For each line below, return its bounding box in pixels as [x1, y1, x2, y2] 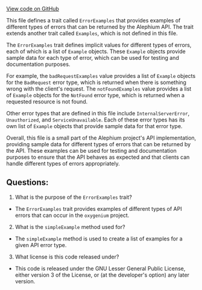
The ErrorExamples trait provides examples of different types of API [14, 205, 182, 212]
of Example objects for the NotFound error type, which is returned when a [6, 92, 185, 98]
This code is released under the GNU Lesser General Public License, [14, 265, 186, 272]
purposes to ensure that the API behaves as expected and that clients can [6, 153, 190, 161]
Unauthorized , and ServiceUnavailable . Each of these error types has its [6, 116, 185, 123]
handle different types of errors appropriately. [6, 160, 120, 167]
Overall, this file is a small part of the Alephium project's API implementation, [6, 134, 197, 141]
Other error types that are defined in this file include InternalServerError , [6, 110, 190, 117]
